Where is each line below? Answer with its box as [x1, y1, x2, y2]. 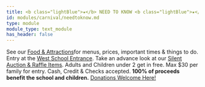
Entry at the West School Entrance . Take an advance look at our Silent [6, 55, 182, 62]
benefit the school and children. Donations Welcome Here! [6, 74, 156, 82]
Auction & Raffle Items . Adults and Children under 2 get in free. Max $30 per [6, 61, 198, 69]
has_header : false [6, 32, 53, 38]
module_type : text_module [6, 26, 72, 32]
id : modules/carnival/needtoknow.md [6, 15, 99, 21]
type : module [6, 20, 40, 26]
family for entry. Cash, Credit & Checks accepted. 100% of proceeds [6, 68, 180, 75]
